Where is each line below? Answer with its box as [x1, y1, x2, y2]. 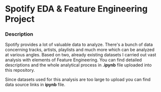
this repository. [5, 67, 35, 73]
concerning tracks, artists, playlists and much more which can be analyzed [5, 47, 155, 53]
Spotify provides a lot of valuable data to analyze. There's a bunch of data [5, 42, 153, 48]
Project [5, 13, 35, 25]
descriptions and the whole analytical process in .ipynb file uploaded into [5, 62, 152, 68]
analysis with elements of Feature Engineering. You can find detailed [5, 57, 142, 63]
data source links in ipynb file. [5, 82, 65, 88]
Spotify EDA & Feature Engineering [5, 3, 148, 14]
